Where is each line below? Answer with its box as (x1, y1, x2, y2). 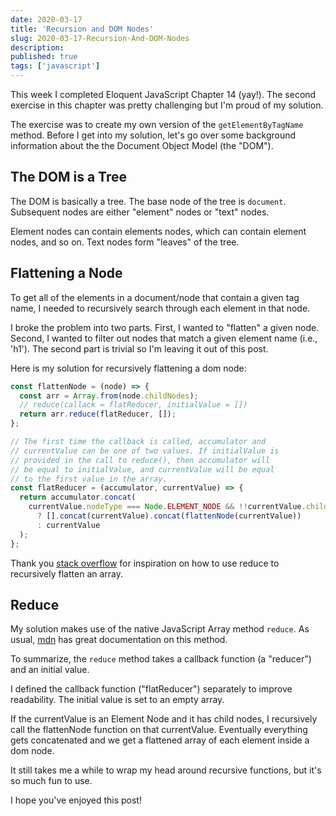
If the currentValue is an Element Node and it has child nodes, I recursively (10, 713, 318, 725)
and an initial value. (10, 664, 90, 676)
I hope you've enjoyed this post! (10, 794, 142, 806)
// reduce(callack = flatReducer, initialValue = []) (19, 400, 248, 410)
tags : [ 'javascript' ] (10, 61, 101, 71)
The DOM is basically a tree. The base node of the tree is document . (10, 195, 287, 207)
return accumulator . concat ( (19, 492, 137, 503)
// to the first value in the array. (10, 474, 168, 484)
